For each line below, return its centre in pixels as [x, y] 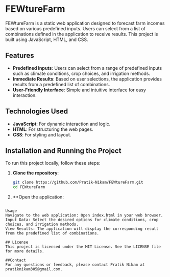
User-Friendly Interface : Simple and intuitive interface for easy [79, 90]
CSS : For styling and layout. [42, 134]
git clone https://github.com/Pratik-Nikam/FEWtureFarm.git [78, 183]
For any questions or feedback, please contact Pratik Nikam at [75, 265]
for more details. [25, 251]
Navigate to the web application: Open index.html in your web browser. [84, 215]
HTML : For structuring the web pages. [53, 129]
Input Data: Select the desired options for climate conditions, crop [82, 220]
